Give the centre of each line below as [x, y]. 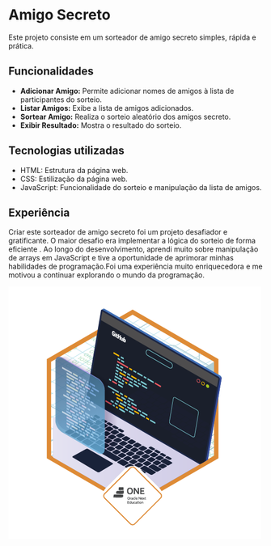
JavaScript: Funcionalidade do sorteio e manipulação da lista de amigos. [141, 187]
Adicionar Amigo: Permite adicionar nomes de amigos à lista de [127, 91]
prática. [21, 45]
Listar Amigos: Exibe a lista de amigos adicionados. [107, 108]
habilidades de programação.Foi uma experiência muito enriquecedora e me [135, 267]
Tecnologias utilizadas [66, 151]
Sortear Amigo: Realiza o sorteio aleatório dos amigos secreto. [125, 116]
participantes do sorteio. [61, 99]
